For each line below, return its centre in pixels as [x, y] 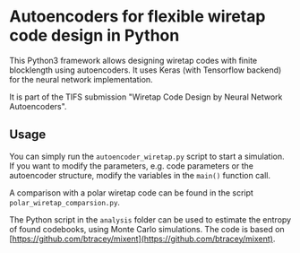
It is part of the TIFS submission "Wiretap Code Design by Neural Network [146, 97]
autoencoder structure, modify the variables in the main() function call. [140, 175]
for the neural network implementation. [81, 79]
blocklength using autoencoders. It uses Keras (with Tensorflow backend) [146, 70]
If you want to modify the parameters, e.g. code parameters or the [131, 166]
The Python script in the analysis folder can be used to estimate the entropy [150, 219]
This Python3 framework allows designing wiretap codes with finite [133, 60]
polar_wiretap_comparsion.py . [65, 202]
